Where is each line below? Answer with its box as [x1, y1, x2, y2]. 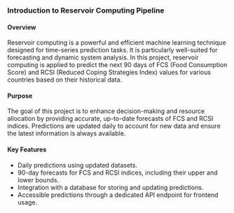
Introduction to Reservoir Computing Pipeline [7, 6, 165, 15]
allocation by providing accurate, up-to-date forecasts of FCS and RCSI [7, 115, 214, 123]
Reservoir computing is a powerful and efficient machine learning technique [7, 38, 226, 47]
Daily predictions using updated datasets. [17, 161, 138, 169]
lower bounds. [17, 175, 60, 184]
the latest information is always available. [7, 129, 126, 138]
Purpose [7, 91, 33, 100]
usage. [17, 198, 38, 206]
